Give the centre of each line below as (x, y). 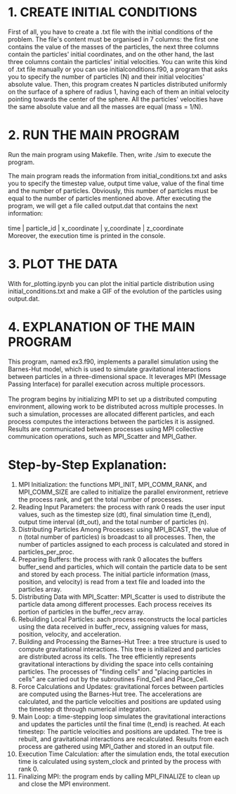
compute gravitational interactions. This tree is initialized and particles (119, 649)
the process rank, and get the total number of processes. (101, 499)
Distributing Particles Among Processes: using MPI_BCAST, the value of (122, 529)
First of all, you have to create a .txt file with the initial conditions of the (111, 32)
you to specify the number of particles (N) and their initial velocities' (106, 76)
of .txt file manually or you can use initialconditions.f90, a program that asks (118, 69)
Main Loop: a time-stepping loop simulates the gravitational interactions (122, 717)
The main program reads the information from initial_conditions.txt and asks (118, 175)
